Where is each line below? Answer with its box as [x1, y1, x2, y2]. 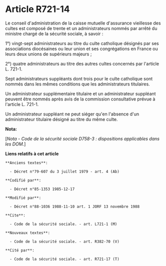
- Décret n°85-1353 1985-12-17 [9, 186, 75, 191]
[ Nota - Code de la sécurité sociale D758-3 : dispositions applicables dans [5, 135, 160, 141]
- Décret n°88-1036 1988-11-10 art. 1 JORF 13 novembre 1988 [9, 204, 140, 209]
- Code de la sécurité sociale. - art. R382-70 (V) [9, 239, 120, 244]
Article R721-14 [5, 3, 70, 15]
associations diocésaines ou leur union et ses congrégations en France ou [5, 45, 158, 51]
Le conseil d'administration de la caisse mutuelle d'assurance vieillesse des [5, 20, 161, 26]
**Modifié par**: [5, 195, 41, 200]
